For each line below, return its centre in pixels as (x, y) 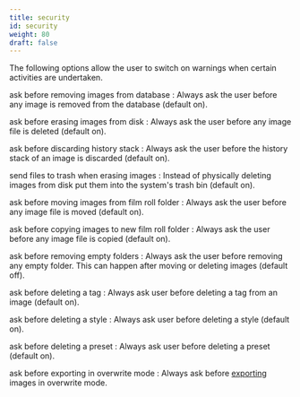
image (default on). (44, 302)
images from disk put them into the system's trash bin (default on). (132, 186)
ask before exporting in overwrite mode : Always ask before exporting (138, 374)
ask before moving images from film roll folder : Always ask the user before (148, 203)
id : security (34, 26)
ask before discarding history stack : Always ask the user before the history (149, 149)
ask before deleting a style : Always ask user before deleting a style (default (150, 320)
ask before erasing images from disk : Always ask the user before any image (150, 122)
